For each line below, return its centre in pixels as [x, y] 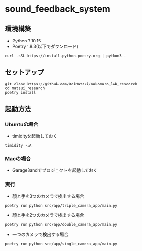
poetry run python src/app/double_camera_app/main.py [61, 225]
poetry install [21, 92]
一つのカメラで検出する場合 [40, 234]
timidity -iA [18, 145]
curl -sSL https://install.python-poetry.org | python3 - [66, 56]
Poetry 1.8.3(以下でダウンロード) [45, 46]
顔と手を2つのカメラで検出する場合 [48, 215]
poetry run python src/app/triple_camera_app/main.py [61, 206]
